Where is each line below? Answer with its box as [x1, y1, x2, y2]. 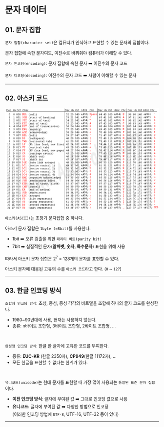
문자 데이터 [5, 4, 47, 16]
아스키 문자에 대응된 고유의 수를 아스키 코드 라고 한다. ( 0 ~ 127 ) [5, 266, 122, 272]
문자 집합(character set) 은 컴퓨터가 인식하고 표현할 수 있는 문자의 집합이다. [5, 40, 150, 45]
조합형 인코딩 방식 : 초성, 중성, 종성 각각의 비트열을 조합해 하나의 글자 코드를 [5, 300, 145, 306]
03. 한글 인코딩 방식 [5, 286, 61, 294]
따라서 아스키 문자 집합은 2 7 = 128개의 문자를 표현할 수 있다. [5, 255, 120, 262]
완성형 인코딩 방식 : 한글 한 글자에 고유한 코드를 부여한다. [5, 343, 109, 349]
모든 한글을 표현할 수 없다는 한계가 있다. [12, 359, 88, 366]
